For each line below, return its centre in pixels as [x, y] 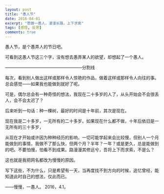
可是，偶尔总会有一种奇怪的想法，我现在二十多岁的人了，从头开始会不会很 [80, 94]
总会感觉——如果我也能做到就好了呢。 [43, 84]
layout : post [18, 10]
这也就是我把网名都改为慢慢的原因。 [41, 160]
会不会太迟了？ [29, 100]
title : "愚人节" [20, 14]
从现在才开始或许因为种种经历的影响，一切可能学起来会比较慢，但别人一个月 [82, 137]
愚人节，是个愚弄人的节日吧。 [35, 47]
